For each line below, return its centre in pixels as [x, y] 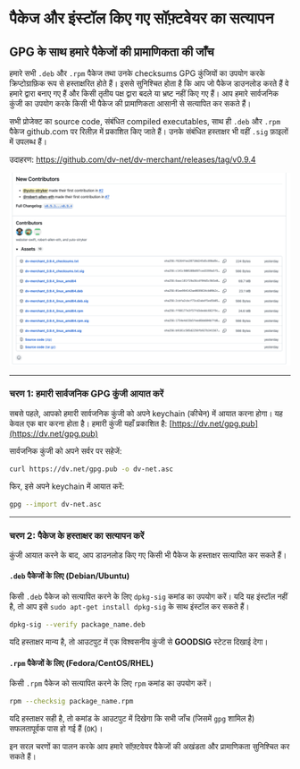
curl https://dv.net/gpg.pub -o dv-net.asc [92, 469]
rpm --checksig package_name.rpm [71, 702]
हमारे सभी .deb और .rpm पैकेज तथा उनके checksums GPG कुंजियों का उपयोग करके [137, 73]
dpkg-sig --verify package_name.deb [77, 625]
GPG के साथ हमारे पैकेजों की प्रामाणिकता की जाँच [112, 51]
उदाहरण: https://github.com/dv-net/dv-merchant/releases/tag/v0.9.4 [133, 159]
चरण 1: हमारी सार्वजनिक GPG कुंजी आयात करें [87, 394]
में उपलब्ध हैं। [28, 141]
